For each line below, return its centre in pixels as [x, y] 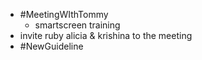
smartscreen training [77, 25]
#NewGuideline [51, 46]
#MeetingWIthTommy [64, 14]
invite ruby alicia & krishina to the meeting [106, 35]
